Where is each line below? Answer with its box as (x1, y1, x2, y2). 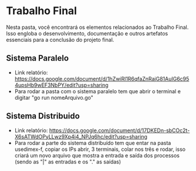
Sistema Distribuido (6, 111, 80, 121)
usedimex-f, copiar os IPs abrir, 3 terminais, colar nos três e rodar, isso (14, 146, 186, 153)
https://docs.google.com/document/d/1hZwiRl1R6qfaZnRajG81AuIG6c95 (14, 75, 190, 82)
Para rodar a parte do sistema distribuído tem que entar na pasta (14, 139, 171, 146)
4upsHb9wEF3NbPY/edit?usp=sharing (14, 81, 109, 88)
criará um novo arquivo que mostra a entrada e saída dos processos (14, 152, 180, 159)
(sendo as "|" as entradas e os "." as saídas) (14, 158, 121, 165)
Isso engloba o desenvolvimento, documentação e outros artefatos (6, 29, 168, 37)
